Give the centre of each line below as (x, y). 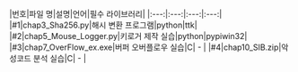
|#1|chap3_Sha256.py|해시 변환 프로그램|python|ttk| (103, 25)
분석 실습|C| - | (60, 58)
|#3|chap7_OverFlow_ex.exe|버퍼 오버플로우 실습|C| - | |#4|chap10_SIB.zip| (145, 47)
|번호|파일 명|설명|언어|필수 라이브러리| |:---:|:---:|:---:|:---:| (116, 14)
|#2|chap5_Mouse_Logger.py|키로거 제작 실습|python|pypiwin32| (128, 36)
